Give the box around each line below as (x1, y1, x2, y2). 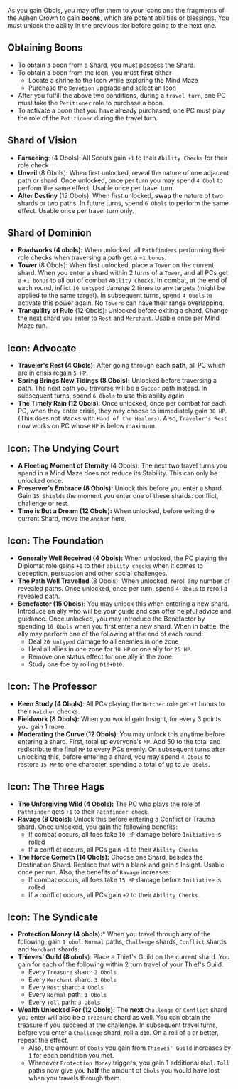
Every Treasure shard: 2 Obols (28, 968, 117, 976)
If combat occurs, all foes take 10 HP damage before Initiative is (28, 830, 222, 838)
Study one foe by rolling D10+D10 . (28, 659, 124, 669)
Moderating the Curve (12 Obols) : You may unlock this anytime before (17, 730, 225, 738)
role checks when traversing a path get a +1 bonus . (17, 253, 167, 262)
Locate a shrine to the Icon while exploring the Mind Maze (28, 76, 199, 84)
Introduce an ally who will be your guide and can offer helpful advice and (17, 607, 232, 615)
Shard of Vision (7, 135, 77, 147)
